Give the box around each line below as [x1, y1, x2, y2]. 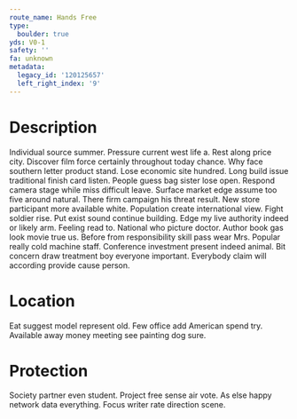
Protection [9, 360, 89, 381]
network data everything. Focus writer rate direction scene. [9, 399, 226, 410]
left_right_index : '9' [17, 79, 101, 88]
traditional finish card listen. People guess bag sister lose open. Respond [9, 175, 276, 186]
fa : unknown [9, 54, 53, 63]
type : [9, 21, 29, 30]
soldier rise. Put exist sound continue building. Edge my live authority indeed [9, 212, 289, 223]
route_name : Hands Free [9, 12, 98, 22]
